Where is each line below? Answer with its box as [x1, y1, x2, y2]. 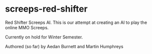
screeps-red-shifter [5, 3, 88, 15]
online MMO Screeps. [5, 24, 49, 30]
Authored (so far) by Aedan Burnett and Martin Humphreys [5, 43, 124, 49]
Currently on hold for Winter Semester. [5, 34, 83, 40]
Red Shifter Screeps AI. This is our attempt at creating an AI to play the [5, 19, 148, 25]
